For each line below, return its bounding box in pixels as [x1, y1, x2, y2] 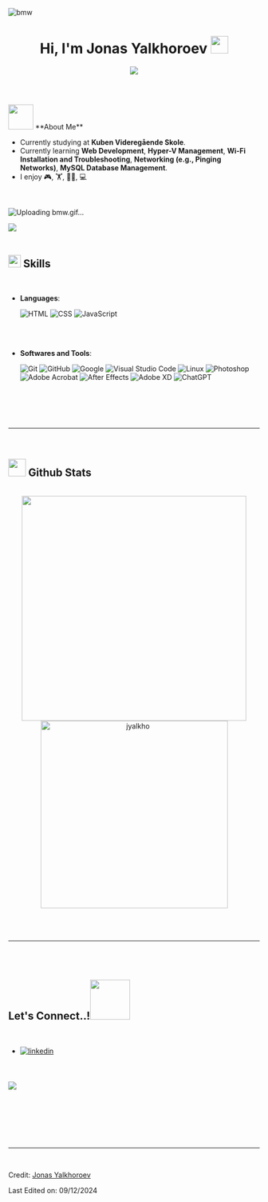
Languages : [19, 294, 61, 303]
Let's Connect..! [8, 1009, 90, 1023]
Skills [22, 257, 51, 270]
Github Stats [27, 465, 92, 479]
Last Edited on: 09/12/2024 [8, 1185, 98, 1195]
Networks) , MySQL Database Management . [19, 163, 167, 173]
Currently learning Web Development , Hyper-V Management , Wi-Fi [19, 146, 246, 156]
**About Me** [34, 122, 84, 132]
